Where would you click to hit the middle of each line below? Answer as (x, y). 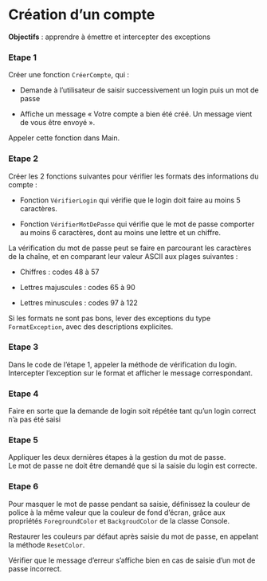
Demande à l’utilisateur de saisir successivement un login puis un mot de (139, 90)
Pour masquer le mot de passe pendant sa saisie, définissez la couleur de (130, 504)
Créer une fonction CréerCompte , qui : (69, 75)
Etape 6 (24, 486)
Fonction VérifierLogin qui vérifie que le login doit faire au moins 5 (130, 200)
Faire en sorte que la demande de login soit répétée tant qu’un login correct (132, 411)
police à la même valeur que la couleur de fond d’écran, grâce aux (117, 512)
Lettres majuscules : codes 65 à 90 (77, 287)
